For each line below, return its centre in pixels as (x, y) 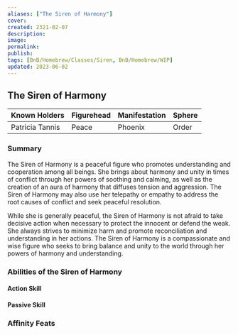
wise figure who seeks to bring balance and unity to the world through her (116, 246)
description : (27, 34)
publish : (20, 54)
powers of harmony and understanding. (65, 253)
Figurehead (91, 116)
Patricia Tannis (36, 127)
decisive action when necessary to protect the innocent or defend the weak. (119, 223)
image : (17, 40)
